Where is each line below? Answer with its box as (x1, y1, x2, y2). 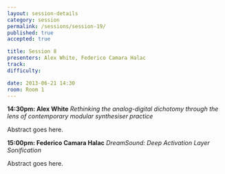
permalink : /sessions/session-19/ (7, 23, 107, 30)
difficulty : (7, 67, 41, 74)
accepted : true (7, 36, 51, 43)
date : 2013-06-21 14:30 (7, 80, 76, 87)
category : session (7, 17, 60, 23)
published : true (7, 29, 54, 36)
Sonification (7, 146, 41, 155)
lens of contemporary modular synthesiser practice (7, 112, 153, 120)
